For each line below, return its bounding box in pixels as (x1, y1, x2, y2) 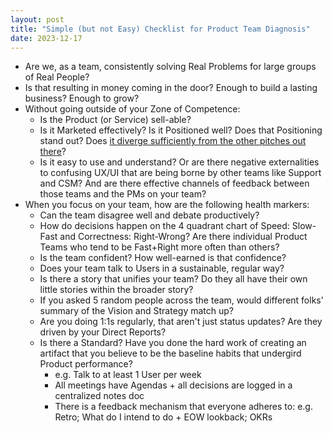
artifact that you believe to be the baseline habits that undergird (39, 347, 302, 360)
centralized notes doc (54, 390, 145, 402)
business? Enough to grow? (24, 92, 140, 105)
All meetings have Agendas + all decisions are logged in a (54, 379, 293, 391)
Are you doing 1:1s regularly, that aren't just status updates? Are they (39, 316, 323, 328)
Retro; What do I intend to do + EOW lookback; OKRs (54, 411, 273, 423)
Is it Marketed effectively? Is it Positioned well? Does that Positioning (39, 124, 323, 136)
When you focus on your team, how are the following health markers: (24, 199, 310, 211)
